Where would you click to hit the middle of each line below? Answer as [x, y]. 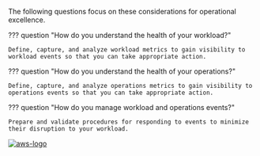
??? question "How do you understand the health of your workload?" [120, 35]
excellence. [27, 20]
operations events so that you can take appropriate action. [111, 93]
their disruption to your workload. [68, 129]
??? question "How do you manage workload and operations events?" [122, 107]
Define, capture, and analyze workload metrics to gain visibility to [127, 50]
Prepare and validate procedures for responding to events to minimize [128, 122]
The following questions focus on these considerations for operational [122, 11]
